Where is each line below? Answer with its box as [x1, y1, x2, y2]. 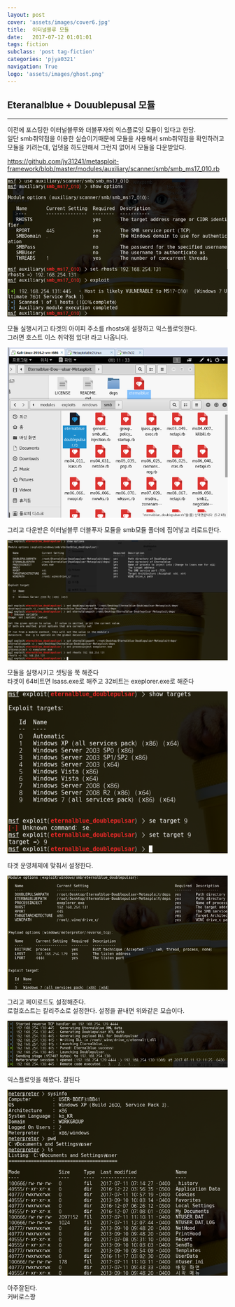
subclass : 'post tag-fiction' [7, 48, 96, 55]
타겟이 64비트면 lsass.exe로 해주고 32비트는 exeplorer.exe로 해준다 [7, 677, 194, 686]
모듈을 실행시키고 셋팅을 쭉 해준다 [7, 668, 99, 677]
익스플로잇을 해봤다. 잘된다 [7, 1075, 80, 1084]
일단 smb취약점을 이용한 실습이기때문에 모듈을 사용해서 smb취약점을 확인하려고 [7, 134, 225, 143]
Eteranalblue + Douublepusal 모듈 [7, 99, 156, 112]
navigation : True [7, 63, 58, 70]
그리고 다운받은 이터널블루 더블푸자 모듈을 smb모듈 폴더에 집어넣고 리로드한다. [7, 525, 222, 533]
